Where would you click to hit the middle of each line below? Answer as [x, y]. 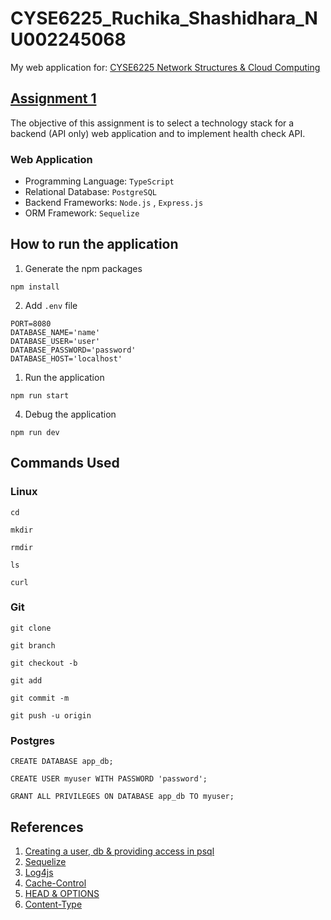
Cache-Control [55, 883]
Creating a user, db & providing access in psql [119, 851]
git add [26, 680]
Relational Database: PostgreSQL [91, 192]
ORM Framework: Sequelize [82, 213]
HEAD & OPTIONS [62, 893]
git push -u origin [51, 715]
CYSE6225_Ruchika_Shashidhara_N [164, 18]
